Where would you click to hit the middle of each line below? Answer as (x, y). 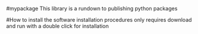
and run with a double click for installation (58, 26)
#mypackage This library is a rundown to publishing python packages (92, 8)
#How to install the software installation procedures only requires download (99, 20)
